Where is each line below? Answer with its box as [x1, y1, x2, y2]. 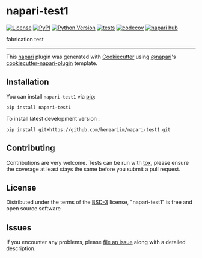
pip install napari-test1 [6, 104, 71, 111]
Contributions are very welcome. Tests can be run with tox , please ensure [6, 159, 189, 166]
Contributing [6, 143, 55, 153]
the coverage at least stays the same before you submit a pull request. [6, 165, 181, 173]
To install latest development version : [6, 115, 100, 122]
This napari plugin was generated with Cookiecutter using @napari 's [6, 53, 176, 60]
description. [6, 245, 36, 252]
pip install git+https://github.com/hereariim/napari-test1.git [6, 126, 171, 133]
